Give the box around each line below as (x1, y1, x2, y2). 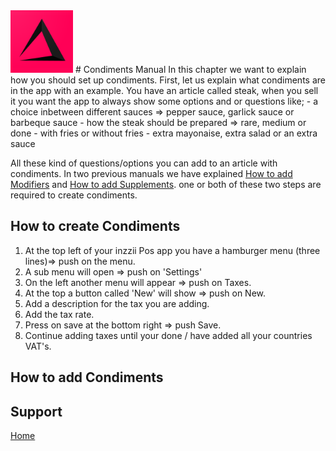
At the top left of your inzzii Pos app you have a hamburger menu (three (24, 244, 321, 256)
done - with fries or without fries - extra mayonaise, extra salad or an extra (10, 127, 318, 139)
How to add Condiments (10, 369, 164, 386)
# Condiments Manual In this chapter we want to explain (74, 64, 307, 75)
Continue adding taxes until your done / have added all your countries (24, 329, 313, 341)
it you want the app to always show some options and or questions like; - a (10, 95, 319, 107)
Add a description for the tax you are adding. (24, 297, 210, 309)
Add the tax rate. (24, 308, 95, 320)
